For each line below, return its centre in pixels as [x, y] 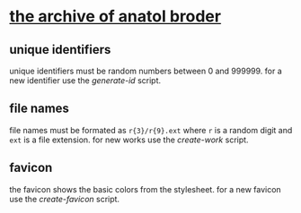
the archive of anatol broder [115, 17]
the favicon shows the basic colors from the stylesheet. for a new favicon [145, 189]
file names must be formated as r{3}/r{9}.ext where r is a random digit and [151, 130]
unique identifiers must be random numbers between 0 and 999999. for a [146, 71]
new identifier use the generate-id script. [85, 81]
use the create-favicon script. [64, 199]
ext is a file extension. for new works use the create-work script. [129, 140]
